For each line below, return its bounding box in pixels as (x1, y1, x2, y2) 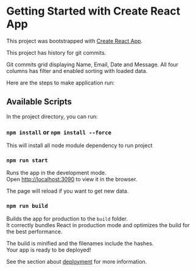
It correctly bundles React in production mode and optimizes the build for (6, 221, 190, 228)
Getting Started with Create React (6, 4, 181, 18)
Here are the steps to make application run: (6, 79, 115, 86)
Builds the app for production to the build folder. (6, 214, 128, 222)
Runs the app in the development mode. (6, 169, 107, 177)
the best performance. (6, 228, 63, 235)
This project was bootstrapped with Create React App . (6, 37, 143, 44)
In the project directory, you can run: (6, 112, 98, 120)
